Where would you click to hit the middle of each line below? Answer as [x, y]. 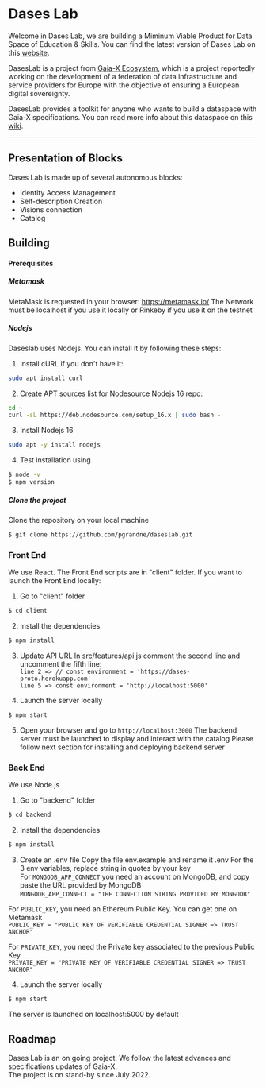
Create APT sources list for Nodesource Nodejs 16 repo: [111, 393]
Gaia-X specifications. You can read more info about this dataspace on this [131, 117]
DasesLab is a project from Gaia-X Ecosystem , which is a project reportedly [132, 68]
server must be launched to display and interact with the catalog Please [137, 738]
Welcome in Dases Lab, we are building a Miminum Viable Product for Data [130, 36]
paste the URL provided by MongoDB [80, 885]
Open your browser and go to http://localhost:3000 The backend [128, 730]
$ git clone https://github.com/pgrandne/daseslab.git [101, 534]
